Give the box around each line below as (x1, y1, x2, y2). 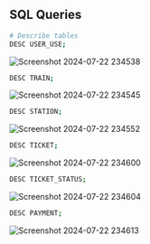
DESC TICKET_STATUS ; (9, 175, 88, 184)
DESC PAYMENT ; (9, 209, 63, 218)
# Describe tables (9, 31, 79, 40)
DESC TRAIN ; (9, 73, 54, 82)
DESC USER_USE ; (9, 40, 67, 49)
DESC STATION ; (9, 108, 63, 117)
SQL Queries (9, 7, 82, 23)
